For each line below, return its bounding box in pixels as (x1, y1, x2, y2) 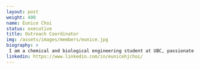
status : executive (6, 25, 52, 32)
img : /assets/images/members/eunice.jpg (6, 37, 109, 43)
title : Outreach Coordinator (6, 31, 79, 37)
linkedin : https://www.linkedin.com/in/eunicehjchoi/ (6, 53, 144, 59)
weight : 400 (6, 14, 36, 20)
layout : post (6, 8, 39, 15)
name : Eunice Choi (6, 20, 52, 26)
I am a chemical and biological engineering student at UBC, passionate (8, 48, 195, 54)
